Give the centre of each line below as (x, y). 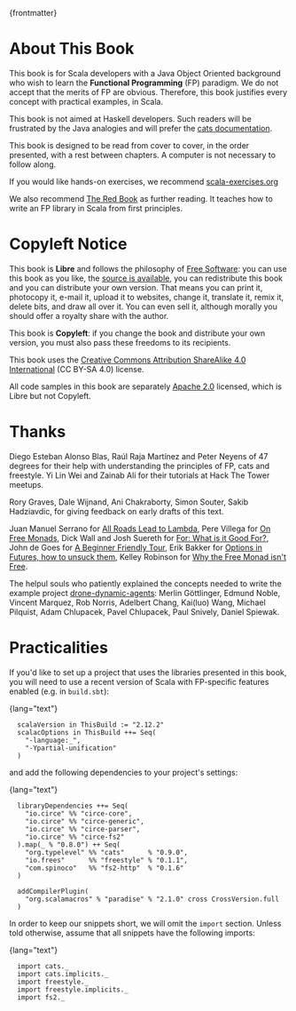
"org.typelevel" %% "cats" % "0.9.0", (107, 852)
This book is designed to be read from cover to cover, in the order (129, 145)
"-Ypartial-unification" (71, 748)
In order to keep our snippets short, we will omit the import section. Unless (145, 923)
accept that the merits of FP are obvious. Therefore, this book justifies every (148, 92)
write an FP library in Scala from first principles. (96, 208)
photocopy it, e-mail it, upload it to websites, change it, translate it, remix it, (147, 297)
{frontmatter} (33, 13)
